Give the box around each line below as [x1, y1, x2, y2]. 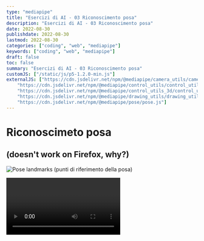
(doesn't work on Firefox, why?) [6, 149, 129, 160]
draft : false [6, 54, 39, 60]
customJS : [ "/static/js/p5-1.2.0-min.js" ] [6, 71, 115, 77]
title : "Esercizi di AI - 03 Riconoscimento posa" [6, 15, 137, 21]
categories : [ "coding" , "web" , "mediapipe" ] [6, 43, 121, 49]
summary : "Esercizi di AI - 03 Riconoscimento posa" [6, 65, 143, 72]
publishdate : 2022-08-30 [6, 32, 69, 38]
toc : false [6, 59, 34, 66]
